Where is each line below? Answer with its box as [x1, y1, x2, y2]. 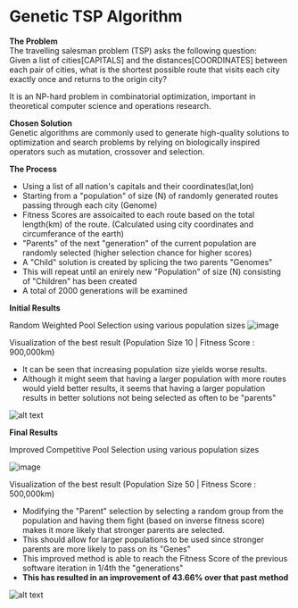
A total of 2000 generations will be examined [21, 285, 188, 296]
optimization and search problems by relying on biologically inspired [9, 137, 261, 147]
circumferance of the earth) [21, 228, 125, 238]
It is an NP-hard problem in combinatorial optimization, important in [9, 91, 256, 102]
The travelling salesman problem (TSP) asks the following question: [9, 45, 257, 55]
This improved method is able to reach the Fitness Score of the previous [21, 553, 288, 563]
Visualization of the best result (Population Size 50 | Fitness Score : [9, 479, 257, 489]
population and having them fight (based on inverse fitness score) [21, 515, 265, 526]
